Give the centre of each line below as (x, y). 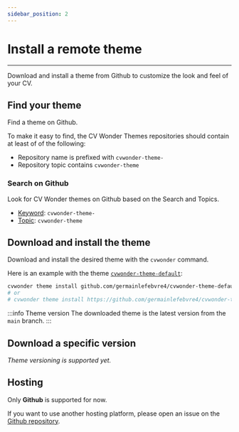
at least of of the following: (47, 144)
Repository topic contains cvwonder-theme (78, 165)
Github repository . (34, 421)
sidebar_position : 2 (38, 14)
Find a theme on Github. (43, 122)
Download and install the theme (79, 243)
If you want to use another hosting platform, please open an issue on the (114, 414)
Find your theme (44, 105)
